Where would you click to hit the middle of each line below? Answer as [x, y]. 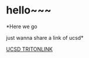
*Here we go [22, 26]
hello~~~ [29, 10]
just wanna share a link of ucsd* [45, 37]
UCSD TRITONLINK [29, 49]
